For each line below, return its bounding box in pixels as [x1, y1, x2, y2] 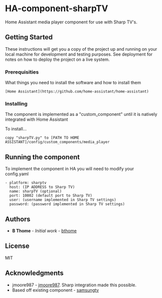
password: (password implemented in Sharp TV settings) [9, 202, 125, 207]
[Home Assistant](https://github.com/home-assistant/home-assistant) [5, 89, 149, 94]
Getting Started [5, 33, 53, 41]
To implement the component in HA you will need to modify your [5, 166, 134, 172]
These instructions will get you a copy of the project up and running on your [5, 46, 157, 52]
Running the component [5, 153, 80, 161]
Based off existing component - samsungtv [12, 287, 99, 293]
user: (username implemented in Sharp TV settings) [9, 198, 117, 203]
